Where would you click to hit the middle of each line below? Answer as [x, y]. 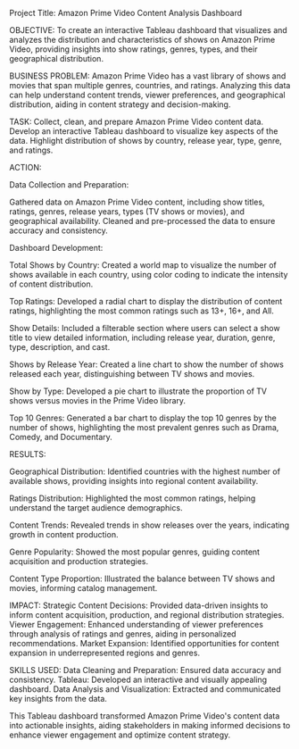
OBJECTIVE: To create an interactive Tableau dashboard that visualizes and [148, 30]
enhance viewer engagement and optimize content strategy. [120, 735]
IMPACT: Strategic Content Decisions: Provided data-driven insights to [139, 605]
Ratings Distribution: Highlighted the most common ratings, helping [133, 498]
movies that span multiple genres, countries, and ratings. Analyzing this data [150, 85]
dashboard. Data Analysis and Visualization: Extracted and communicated [145, 689]
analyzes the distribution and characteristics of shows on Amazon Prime [142, 40]
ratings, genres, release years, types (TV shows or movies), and [127, 212]
